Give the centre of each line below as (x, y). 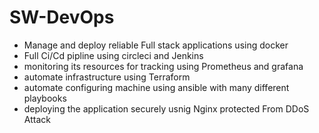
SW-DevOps (62, 17)
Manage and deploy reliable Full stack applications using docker (156, 45)
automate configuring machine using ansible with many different (156, 87)
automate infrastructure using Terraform (107, 77)
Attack (37, 119)
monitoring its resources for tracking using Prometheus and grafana (163, 66)
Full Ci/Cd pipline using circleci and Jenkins (113, 55)
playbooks (45, 98)
